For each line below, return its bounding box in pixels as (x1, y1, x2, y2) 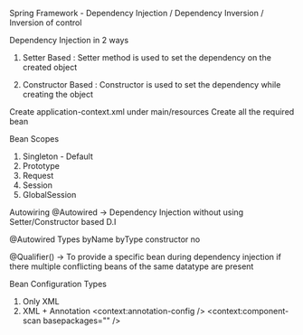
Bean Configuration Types (9, 279, 107, 289)
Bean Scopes (9, 134, 60, 144)
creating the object (22, 89, 93, 99)
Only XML (22, 296, 61, 306)
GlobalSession (22, 190, 77, 200)
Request (22, 171, 54, 181)
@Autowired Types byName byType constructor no (9, 234, 201, 245)
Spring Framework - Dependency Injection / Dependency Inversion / (9, 8, 264, 18)
